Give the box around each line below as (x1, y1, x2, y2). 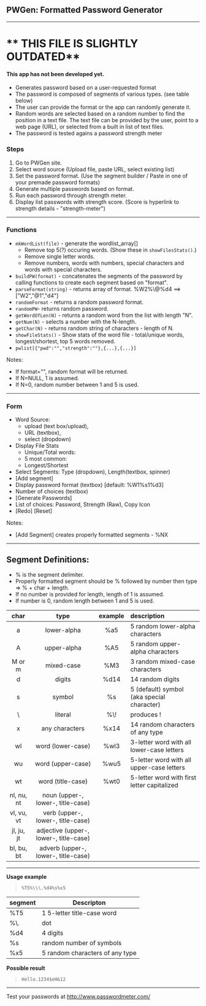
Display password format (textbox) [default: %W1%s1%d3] (15, 482, 164, 489)
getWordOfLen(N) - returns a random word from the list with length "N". (15, 311, 193, 319)
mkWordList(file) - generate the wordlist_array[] (15, 240, 139, 247)
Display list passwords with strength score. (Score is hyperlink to (15, 198, 180, 205)
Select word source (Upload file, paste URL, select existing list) (15, 165, 175, 173)
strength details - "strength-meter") (15, 205, 106, 212)
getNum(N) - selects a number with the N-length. (15, 318, 137, 325)
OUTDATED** (6, 50, 80, 63)
